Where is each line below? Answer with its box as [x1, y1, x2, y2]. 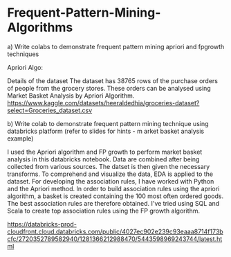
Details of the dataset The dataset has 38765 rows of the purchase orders [7, 76, 218, 85]
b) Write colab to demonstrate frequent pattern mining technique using [7, 119, 209, 127]
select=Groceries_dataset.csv [7, 106, 93, 114]
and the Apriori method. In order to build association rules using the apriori [7, 184, 220, 193]
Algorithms [7, 19, 73, 35]
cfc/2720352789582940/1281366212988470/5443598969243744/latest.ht [7, 234, 223, 243]
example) [7, 134, 34, 143]
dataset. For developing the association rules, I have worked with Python [7, 177, 214, 185]
